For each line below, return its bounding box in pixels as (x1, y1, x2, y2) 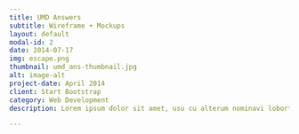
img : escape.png (9, 54, 69, 63)
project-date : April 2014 (9, 79, 105, 88)
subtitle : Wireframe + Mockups (9, 21, 125, 30)
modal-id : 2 (9, 37, 53, 47)
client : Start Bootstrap (9, 87, 101, 96)
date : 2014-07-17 (9, 46, 74, 55)
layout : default (9, 29, 69, 38)
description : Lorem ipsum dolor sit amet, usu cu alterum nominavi (9, 104, 265, 113)
